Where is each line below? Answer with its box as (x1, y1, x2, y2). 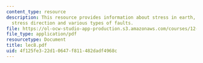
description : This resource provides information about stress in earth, (6, 14, 196, 20)
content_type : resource (6, 8, 66, 15)
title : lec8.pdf (6, 43, 47, 49)
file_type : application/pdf (6, 31, 77, 37)
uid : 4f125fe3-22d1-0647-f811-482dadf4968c (6, 48, 118, 54)
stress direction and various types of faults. (11, 20, 134, 26)
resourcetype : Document (6, 37, 66, 43)
